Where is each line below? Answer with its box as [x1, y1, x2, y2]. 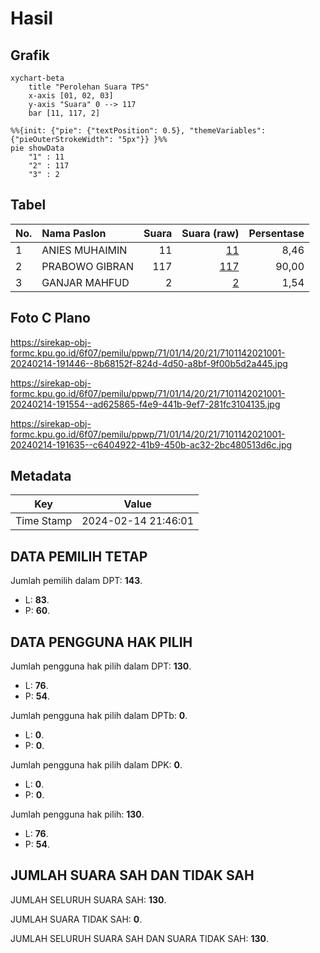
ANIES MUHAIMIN [41, 243, 128, 257]
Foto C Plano [10, 310, 91, 327]
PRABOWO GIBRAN [41, 259, 134, 273]
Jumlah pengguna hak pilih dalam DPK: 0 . [10, 759, 183, 771]
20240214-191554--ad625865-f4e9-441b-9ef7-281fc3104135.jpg [10, 398, 281, 410]
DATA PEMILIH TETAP [10, 548, 148, 565]
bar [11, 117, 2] [28, 108, 101, 118]
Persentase [248, 226, 305, 240]
